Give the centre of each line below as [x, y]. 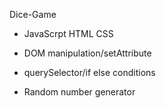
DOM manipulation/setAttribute [87, 53]
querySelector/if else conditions [89, 72]
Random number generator [79, 92]
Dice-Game [33, 14]
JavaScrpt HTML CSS [68, 33]
